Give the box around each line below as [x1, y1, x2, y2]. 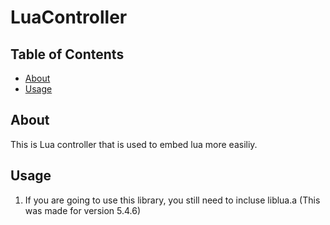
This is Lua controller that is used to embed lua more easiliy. [10, 138, 258, 150]
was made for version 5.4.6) [24, 204, 142, 216]
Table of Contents [10, 46, 125, 63]
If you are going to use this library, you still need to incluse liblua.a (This [24, 194, 321, 206]
